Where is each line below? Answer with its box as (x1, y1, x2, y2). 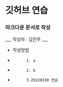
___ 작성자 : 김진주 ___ (5, 36, 48, 42)
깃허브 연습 (5, 5, 48, 16)
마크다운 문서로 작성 (5, 24, 51, 31)
